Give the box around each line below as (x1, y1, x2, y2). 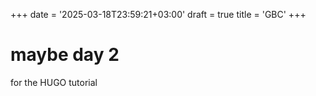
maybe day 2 (10, 44, 120, 66)
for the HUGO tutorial (10, 76, 98, 88)
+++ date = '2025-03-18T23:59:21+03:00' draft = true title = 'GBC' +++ (10, 9, 307, 20)
